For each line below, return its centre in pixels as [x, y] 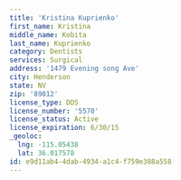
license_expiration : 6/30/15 [64, 128]
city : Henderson [40, 77]
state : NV [28, 85]
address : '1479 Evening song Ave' [75, 69]
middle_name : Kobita [48, 35]
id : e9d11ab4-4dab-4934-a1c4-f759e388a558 [90, 161]
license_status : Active [54, 119]
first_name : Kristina [50, 26]
